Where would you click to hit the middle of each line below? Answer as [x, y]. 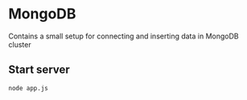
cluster [20, 44]
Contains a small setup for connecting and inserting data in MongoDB [123, 36]
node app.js [28, 88]
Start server [39, 70]
